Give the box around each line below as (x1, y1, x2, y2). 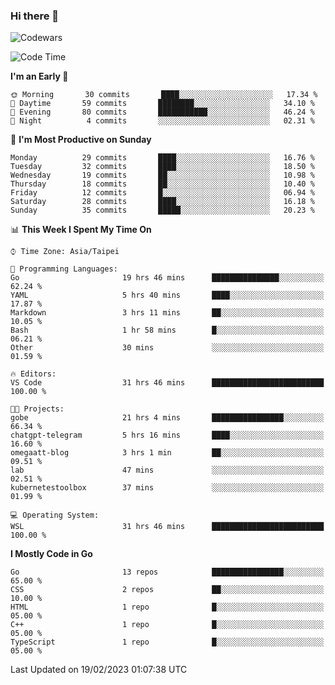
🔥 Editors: (10, 369, 57, 379)
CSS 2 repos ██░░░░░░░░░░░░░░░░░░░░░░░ (10, 585, 325, 595)
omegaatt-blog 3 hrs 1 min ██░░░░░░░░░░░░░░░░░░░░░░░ (10, 448, 325, 458)
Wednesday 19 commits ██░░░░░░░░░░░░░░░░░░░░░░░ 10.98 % (10, 170, 315, 181)
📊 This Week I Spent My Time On (10, 224, 152, 236)
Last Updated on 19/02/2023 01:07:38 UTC (10, 664, 188, 676)
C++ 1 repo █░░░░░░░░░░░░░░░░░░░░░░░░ (10, 620, 325, 630)
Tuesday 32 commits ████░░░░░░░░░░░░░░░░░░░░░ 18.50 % (10, 162, 315, 172)
